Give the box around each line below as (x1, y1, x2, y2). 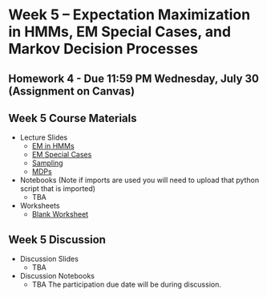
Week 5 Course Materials (8, 111, 137, 125)
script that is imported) (19, 184, 96, 193)
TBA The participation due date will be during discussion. (31, 279, 222, 290)
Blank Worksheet (31, 210, 89, 219)
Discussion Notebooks (19, 271, 95, 281)
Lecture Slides (19, 132, 68, 142)
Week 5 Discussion (8, 233, 107, 246)
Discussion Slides (19, 254, 79, 264)
